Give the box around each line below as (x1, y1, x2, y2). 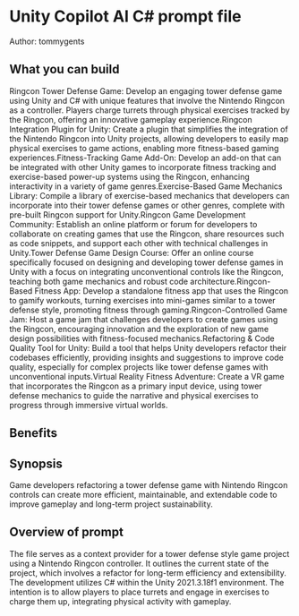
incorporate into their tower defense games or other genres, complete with (9, 200, 285, 210)
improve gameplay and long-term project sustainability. (9, 499, 213, 509)
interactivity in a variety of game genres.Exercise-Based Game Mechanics (9, 181, 284, 192)
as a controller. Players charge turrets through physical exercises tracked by (9, 105, 291, 115)
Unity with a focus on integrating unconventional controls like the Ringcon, (9, 266, 284, 277)
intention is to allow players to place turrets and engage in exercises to (9, 586, 270, 597)
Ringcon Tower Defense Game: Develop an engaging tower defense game (9, 85, 283, 96)
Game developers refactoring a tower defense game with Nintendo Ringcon (9, 479, 288, 490)
